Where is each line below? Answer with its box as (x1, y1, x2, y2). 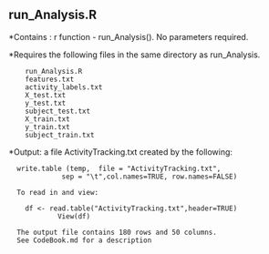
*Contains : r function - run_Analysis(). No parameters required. (8, 31, 249, 42)
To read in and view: (16, 188, 99, 197)
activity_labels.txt (25, 82, 103, 92)
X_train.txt (25, 114, 70, 124)
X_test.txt (25, 90, 67, 99)
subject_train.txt (25, 130, 95, 139)
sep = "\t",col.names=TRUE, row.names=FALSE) (61, 172, 238, 181)
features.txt (25, 75, 75, 84)
